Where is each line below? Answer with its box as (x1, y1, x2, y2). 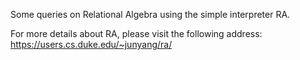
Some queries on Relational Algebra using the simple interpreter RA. (10, 9, 291, 20)
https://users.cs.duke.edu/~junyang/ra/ (10, 39, 173, 50)
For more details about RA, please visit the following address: (10, 28, 263, 39)
